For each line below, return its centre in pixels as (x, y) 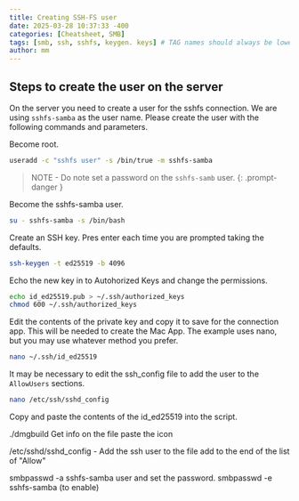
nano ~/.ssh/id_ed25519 (53, 357)
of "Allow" (28, 461)
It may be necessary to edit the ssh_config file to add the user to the (134, 374)
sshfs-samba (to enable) (54, 488)
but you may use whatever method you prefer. (94, 341)
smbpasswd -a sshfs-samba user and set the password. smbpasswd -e (141, 478)
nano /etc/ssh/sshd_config (59, 400)
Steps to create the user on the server (117, 87)
